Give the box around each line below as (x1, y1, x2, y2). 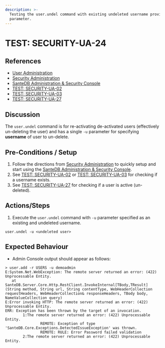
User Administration (12, 70, 53, 76)
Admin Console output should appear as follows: (12, 256, 111, 261)
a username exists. (12, 177, 51, 182)
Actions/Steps (5, 202, 50, 210)
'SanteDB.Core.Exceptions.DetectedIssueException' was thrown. (5, 325, 137, 330)
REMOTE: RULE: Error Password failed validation (40, 330, 141, 335)
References (5, 57, 41, 65)
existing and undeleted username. (12, 220, 82, 226)
